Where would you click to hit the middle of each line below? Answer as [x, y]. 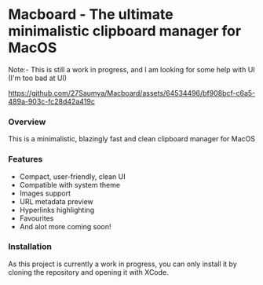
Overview [27, 122]
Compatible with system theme [69, 185]
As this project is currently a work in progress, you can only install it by [122, 264]
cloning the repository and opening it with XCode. [88, 272]
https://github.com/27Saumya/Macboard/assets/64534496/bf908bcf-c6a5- [132, 93]
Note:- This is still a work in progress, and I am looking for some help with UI [131, 69]
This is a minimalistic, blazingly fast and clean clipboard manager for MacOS [131, 139]
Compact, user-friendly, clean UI [72, 176]
